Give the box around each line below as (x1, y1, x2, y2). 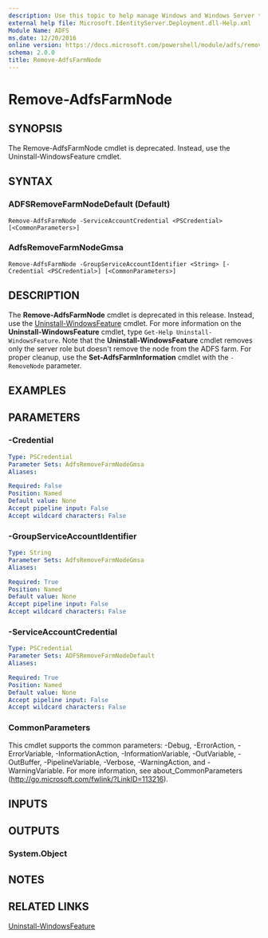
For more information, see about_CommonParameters (66, 766, 243, 775)
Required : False (8, 482, 62, 490)
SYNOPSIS (8, 122, 63, 135)
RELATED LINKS (8, 900, 89, 913)
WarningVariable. (8, 766, 65, 775)
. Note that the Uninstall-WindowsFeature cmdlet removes (58, 336, 253, 345)
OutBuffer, (8, 757, 42, 767)
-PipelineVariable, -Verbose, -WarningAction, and (43, 757, 206, 767)
